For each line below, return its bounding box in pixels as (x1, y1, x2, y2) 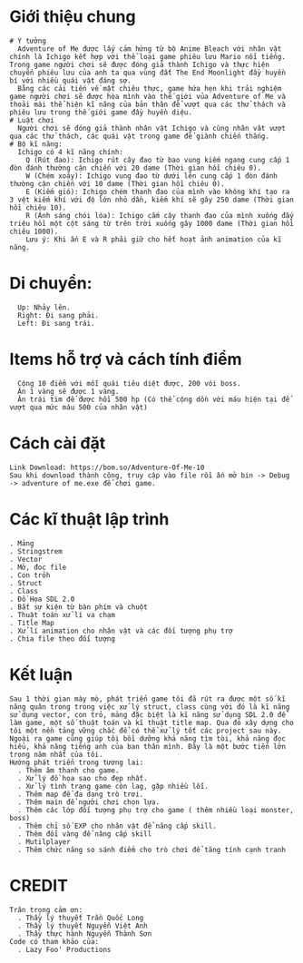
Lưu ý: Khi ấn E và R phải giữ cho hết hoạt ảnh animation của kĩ (25, 234, 282, 244)
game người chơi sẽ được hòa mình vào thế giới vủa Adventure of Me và (9, 92, 286, 101)
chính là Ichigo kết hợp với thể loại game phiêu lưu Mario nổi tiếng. (9, 52, 286, 61)
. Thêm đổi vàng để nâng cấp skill (17, 829, 152, 839)
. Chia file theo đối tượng (9, 634, 116, 644)
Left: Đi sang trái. (17, 319, 95, 328)
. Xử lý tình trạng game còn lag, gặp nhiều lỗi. (17, 781, 209, 791)
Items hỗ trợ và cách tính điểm (9, 349, 242, 369)
